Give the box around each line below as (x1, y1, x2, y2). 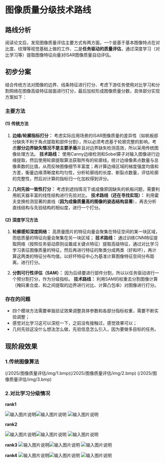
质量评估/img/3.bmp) (9, 376, 52, 382)
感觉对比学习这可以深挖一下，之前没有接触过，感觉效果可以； (12, 320, 137, 326)
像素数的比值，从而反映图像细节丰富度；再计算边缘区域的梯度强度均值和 (12, 163, 159, 169)
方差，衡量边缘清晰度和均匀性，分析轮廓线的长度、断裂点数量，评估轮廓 (12, 169, 159, 175)
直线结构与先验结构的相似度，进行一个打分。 (12, 204, 103, 210)
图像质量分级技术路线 (5, 4, 92, 16)
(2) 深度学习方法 (5, 217, 38, 223)
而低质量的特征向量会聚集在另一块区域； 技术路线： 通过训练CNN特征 (12, 235, 154, 241)
